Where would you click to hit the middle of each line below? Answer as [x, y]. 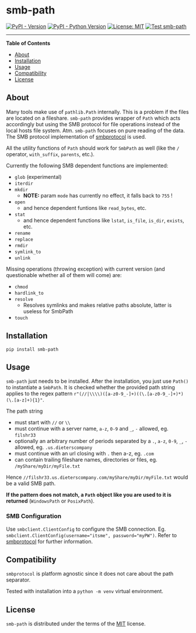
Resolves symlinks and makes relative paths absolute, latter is [97, 305]
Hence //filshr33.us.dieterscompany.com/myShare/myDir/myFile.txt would [97, 478]
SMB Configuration [34, 516]
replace [24, 239]
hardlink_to [29, 293]
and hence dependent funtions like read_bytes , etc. [85, 207]
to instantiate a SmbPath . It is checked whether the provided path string [90, 388]
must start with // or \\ [42, 423]
